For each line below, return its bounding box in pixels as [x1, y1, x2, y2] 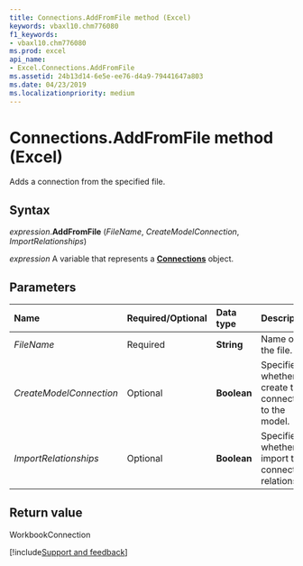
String [216, 339, 243, 351]
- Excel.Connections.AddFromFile [9, 64, 135, 73]
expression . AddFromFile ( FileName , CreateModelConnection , [9, 226, 240, 237]
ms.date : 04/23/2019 [9, 80, 87, 89]
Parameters [9, 279, 77, 295]
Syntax [9, 202, 50, 217]
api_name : [9, 55, 47, 64]
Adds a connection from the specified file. [9, 177, 166, 187]
